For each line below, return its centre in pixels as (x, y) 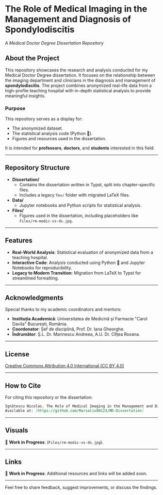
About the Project (32, 58)
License (17, 354)
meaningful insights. (25, 96)
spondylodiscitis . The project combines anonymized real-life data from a (78, 85)
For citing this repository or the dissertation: (49, 397)
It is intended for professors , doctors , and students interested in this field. (80, 148)
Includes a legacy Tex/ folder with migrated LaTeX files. (74, 195)
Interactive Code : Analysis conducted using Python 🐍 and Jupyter (78, 263)
